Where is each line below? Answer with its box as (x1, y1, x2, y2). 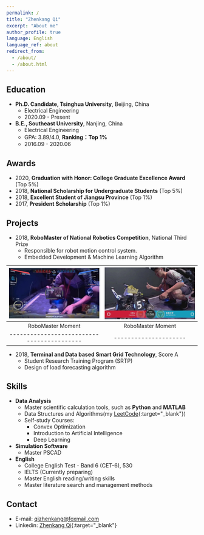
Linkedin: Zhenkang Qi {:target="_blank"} (15, 522, 117, 529)
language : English (6, 35, 53, 42)
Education (6, 85, 46, 95)
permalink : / (6, 10, 39, 16)
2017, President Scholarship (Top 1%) (15, 200, 110, 208)
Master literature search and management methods (24, 481, 153, 489)
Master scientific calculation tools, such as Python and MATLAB (24, 404, 186, 411)
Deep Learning (33, 436, 71, 444)
